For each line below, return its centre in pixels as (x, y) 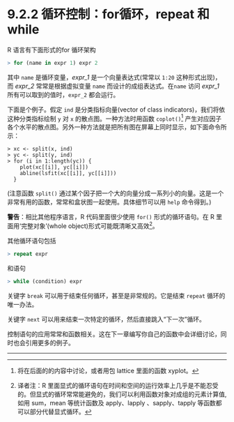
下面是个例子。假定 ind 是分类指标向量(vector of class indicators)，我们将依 (116, 110)
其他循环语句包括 (32, 241)
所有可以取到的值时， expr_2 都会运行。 (63, 94)
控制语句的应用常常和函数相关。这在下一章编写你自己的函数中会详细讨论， (114, 334)
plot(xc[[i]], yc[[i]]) (54, 167)
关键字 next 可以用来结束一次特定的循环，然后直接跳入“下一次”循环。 (106, 319)
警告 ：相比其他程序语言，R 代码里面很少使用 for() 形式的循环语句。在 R (111, 217)
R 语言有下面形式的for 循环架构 (52, 50)
